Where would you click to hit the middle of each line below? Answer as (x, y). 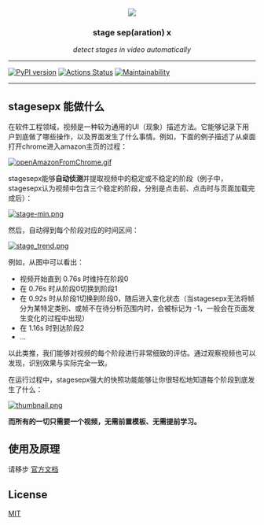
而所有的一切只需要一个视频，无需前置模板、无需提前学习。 (104, 422)
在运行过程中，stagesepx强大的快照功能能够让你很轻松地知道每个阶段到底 (128, 380)
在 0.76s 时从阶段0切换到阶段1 (68, 289)
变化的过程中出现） (57, 318)
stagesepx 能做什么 (56, 106)
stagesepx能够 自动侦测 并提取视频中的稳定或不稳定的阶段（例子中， (118, 179)
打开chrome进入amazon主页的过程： (68, 146)
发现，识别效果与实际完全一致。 (60, 363)
